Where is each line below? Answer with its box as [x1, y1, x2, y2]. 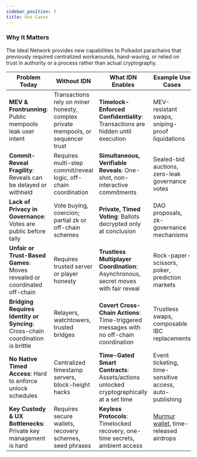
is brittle [9, 341, 32, 350]
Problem [16, 73, 41, 81]
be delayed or [9, 180, 47, 189]
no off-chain [98, 330, 134, 338]
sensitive [153, 373, 178, 381]
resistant [153, 105, 178, 113]
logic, [53, 173, 69, 182]
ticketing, [153, 358, 179, 367]
